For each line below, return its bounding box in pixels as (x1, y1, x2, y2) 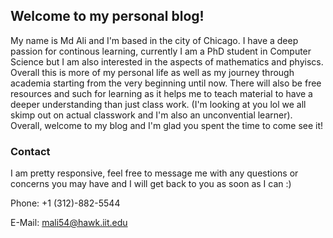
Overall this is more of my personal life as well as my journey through (10, 66, 295, 78)
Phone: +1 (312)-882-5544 (10, 197, 121, 209)
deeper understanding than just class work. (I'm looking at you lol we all (10, 98, 307, 110)
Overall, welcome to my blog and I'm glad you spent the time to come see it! (10, 119, 324, 131)
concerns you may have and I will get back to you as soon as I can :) (10, 178, 292, 190)
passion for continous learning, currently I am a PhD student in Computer (10, 45, 312, 57)
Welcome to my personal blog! (10, 8, 205, 25)
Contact (10, 144, 51, 158)
